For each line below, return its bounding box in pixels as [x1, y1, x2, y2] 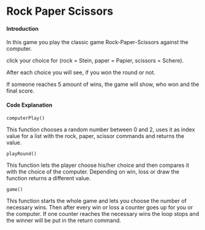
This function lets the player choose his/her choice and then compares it [6, 161, 190, 169]
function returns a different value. [6, 174, 91, 182]
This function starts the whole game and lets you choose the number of [6, 197, 187, 204]
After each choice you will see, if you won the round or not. [6, 69, 156, 76]
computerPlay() [6, 115, 45, 121]
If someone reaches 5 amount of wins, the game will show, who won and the [6, 81, 199, 88]
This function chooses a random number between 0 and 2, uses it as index [6, 126, 195, 133]
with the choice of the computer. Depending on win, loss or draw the [6, 167, 179, 175]
